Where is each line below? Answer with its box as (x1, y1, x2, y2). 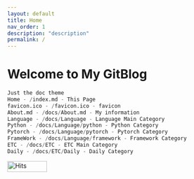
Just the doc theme (7, 89, 65, 96)
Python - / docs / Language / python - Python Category (7, 122, 159, 129)
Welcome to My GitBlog (7, 66, 148, 83)
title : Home (7, 17, 42, 24)
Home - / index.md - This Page (7, 96, 96, 103)
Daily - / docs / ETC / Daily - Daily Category (7, 148, 134, 155)
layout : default (7, 10, 55, 17)
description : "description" (7, 29, 90, 37)
